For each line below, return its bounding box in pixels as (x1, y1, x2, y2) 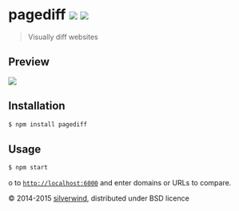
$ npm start (8, 164, 48, 172)
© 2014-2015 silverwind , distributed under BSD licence (8, 193, 189, 203)
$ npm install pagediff (8, 120, 88, 129)
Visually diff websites (27, 32, 98, 42)
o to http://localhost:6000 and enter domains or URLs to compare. (8, 178, 232, 188)
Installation (8, 99, 66, 113)
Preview (8, 55, 50, 69)
